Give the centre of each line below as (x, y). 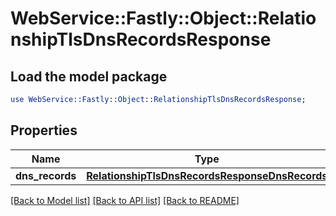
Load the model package (89, 76)
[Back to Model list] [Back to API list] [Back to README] (125, 200)
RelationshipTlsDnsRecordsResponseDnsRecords (207, 175)
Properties (44, 130)
